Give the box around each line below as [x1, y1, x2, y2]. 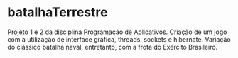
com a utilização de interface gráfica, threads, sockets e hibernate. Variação [7, 35, 231, 43]
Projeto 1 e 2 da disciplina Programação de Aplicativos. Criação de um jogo [7, 28, 227, 36]
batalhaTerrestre [7, 4, 108, 21]
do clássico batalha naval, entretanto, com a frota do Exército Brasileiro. [7, 42, 218, 51]
